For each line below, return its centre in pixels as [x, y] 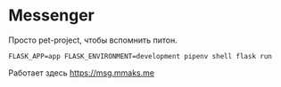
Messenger [52, 16]
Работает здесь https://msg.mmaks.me [82, 73]
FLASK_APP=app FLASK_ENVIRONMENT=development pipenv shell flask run [140, 56]
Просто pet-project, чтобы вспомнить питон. [93, 40]
